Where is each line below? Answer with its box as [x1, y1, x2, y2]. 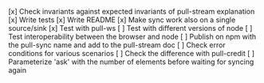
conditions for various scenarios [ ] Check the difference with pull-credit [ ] [8, 49, 255, 58]
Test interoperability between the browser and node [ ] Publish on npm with [8, 32, 257, 41]
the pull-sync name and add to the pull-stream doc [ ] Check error [8, 40, 226, 50]
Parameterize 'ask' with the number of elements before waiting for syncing [8, 57, 254, 66]
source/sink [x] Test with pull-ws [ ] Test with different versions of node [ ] [8, 24, 253, 32]
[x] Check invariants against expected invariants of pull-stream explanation [8, 7, 255, 16]
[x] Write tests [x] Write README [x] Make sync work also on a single [8, 15, 236, 25]
